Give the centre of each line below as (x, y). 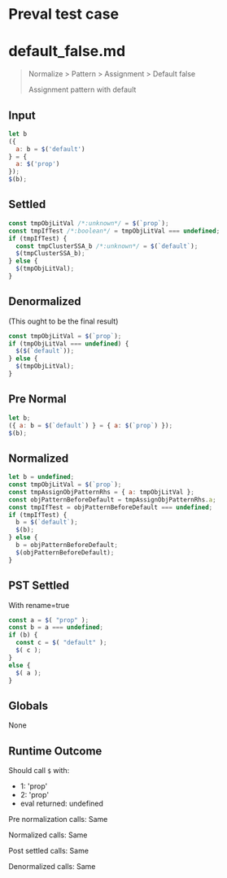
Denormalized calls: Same (52, 866)
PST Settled (39, 586)
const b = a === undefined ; (56, 628)
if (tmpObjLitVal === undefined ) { (69, 343)
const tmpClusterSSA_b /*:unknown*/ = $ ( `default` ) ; (107, 246)
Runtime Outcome (55, 751)
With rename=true (39, 605)
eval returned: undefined (62, 803)
